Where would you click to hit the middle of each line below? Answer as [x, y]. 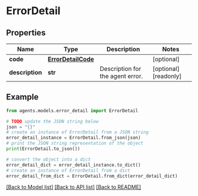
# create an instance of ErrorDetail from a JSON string [77, 132]
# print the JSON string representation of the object [75, 143]
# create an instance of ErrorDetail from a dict [68, 170]
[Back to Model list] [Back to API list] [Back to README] [74, 187]
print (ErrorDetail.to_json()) [43, 149]
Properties [26, 33]
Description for [121, 69]
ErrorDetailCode [71, 59]
